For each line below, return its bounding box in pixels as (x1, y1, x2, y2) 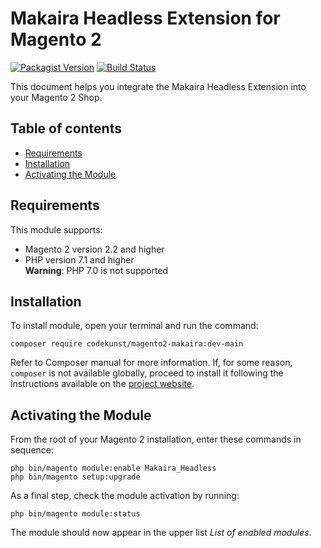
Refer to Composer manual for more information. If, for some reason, (10, 357, 293, 369)
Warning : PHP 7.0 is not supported (24, 264, 169, 276)
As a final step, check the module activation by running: (10, 490, 240, 502)
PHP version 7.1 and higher (24, 253, 135, 266)
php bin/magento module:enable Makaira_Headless (10, 463, 217, 474)
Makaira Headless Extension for (10, 7, 281, 30)
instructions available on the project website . (10, 378, 195, 390)
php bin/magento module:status (10, 509, 141, 519)
